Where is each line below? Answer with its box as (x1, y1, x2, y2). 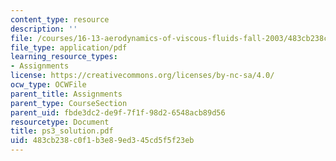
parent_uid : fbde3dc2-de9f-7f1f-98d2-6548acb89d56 (10, 107, 226, 118)
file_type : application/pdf (10, 42, 128, 53)
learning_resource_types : (10, 52, 118, 62)
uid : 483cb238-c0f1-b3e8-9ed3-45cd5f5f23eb (10, 136, 195, 146)
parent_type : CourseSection (10, 98, 128, 108)
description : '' (10, 24, 78, 34)
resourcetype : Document (10, 117, 110, 127)
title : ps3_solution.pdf (10, 126, 114, 136)
